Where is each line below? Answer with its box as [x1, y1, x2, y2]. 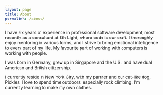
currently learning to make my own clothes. [5, 85, 92, 91]
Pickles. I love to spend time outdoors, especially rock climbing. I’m [5, 79, 140, 85]
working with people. [5, 50, 47, 56]
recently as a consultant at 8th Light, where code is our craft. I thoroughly [5, 35, 153, 40]
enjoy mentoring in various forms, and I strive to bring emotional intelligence [5, 40, 159, 46]
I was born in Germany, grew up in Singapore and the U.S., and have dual [5, 59, 152, 66]
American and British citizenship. [5, 65, 72, 71]
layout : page [5, 7, 32, 12]
